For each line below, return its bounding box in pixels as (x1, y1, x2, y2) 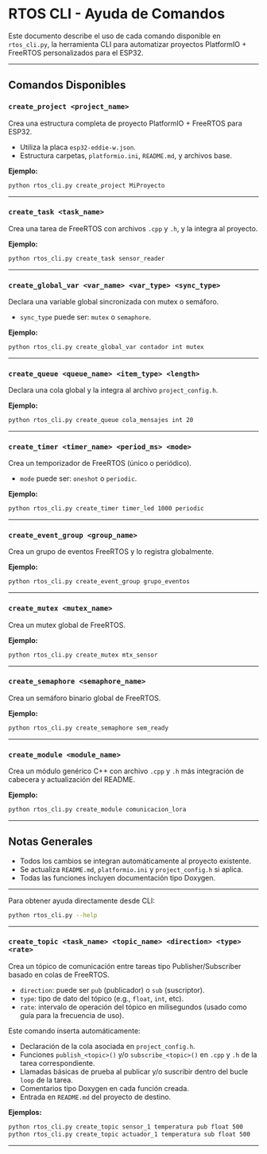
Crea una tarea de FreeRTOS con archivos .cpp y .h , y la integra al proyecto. (8, 223, 258, 233)
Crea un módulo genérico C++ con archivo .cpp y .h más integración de (8, 766, 245, 776)
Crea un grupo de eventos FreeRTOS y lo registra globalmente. (8, 547, 215, 556)
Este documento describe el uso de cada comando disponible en (8, 31, 221, 41)
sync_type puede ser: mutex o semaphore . (19, 312, 152, 322)
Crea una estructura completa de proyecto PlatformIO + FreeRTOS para (8, 118, 242, 128)
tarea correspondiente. (19, 1058, 95, 1067)
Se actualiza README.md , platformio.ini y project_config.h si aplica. (19, 864, 244, 874)
